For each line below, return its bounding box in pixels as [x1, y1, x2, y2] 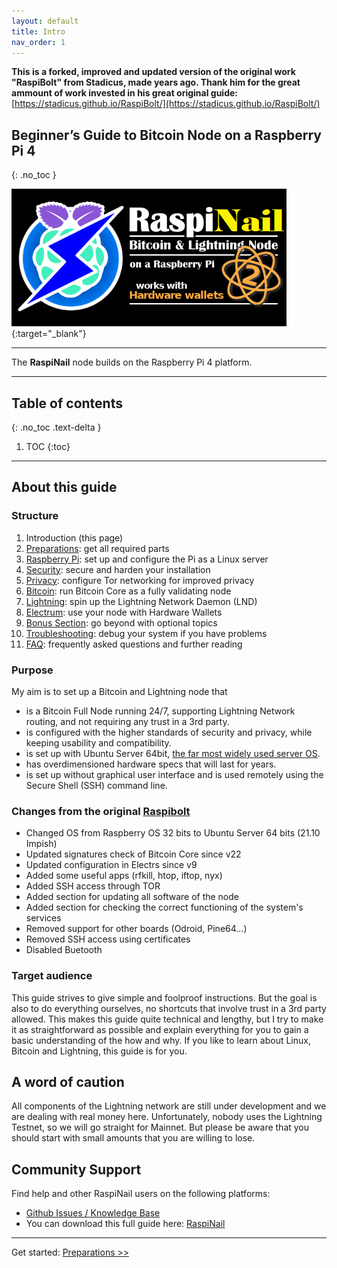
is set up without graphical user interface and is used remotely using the [25, 768, 324, 780]
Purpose [11, 663, 54, 677]
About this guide [11, 479, 118, 496]
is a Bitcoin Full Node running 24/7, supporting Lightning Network [25, 705, 296, 717]
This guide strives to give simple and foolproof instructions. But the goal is [11, 991, 318, 1004]
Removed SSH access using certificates [25, 933, 191, 945]
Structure [11, 509, 59, 523]
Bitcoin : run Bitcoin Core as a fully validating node [25, 585, 232, 597]
